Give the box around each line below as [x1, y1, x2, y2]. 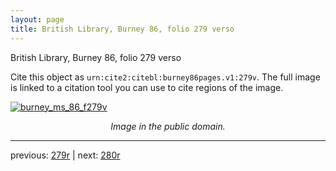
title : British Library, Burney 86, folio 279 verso [10, 24, 235, 34]
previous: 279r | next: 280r [10, 149, 121, 161]
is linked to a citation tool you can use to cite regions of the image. [10, 81, 284, 93]
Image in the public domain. [110, 120, 226, 132]
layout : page [10, 14, 65, 25]
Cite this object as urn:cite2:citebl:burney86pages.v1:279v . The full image [10, 71, 321, 83]
